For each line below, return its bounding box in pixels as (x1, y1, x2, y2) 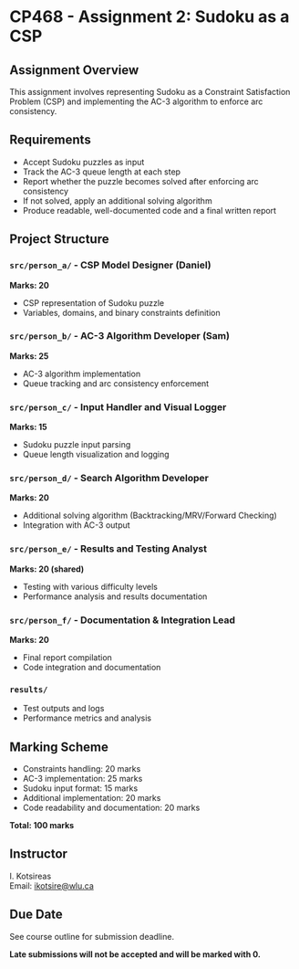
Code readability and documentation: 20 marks (22, 802, 201, 814)
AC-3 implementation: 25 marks (22, 774, 143, 785)
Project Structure (9, 231, 109, 248)
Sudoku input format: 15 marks (22, 783, 139, 794)
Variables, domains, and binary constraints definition (22, 307, 221, 318)
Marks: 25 (9, 350, 49, 362)
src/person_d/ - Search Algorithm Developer (9, 472, 210, 485)
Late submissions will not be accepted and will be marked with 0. (9, 948, 262, 960)
